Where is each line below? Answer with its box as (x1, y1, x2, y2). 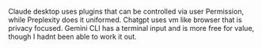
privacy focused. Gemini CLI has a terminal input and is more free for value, (8, 24, 255, 32)
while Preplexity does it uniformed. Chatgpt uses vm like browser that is (8, 15, 243, 24)
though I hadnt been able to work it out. (8, 32, 137, 41)
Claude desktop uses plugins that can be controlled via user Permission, (8, 7, 244, 16)
